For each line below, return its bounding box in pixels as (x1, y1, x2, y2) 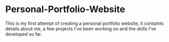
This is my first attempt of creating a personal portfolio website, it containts (5, 20, 164, 26)
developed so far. (5, 31, 43, 37)
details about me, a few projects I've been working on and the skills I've (5, 25, 156, 31)
